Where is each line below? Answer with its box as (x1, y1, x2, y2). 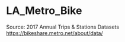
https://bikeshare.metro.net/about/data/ (6, 29, 104, 36)
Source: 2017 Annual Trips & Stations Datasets (6, 23, 120, 30)
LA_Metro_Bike (6, 4, 82, 17)
